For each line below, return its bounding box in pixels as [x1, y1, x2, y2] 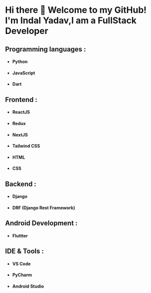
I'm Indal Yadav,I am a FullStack [5, 15, 137, 26]
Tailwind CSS [12, 143, 40, 149]
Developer [5, 26, 48, 36]
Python [12, 59, 28, 65]
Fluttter [12, 232, 28, 238]
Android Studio [12, 283, 44, 290]
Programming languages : [5, 45, 86, 53]
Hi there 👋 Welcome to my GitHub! [5, 4, 147, 16]
